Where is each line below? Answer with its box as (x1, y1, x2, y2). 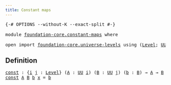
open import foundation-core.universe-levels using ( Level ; (5, 42, 159, 47)
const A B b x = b (5, 75, 51, 80)
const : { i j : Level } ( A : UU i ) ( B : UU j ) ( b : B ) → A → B (5, 70, 164, 75)
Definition (5, 56, 37, 65)
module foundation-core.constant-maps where (5, 32, 119, 37)
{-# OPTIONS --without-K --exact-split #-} (5, 21, 116, 27)
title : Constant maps (5, 7, 51, 13)
